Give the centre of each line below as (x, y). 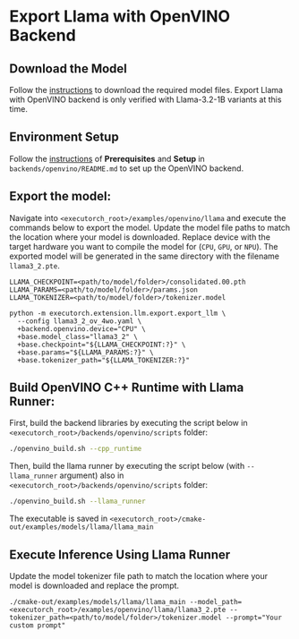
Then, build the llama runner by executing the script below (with (127, 466)
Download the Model (68, 68)
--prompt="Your (253, 618)
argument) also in (92, 475)
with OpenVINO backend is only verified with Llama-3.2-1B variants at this (145, 99)
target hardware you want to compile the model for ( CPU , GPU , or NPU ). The (144, 246)
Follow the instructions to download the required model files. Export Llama (146, 90)
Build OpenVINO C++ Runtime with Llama (127, 388)
